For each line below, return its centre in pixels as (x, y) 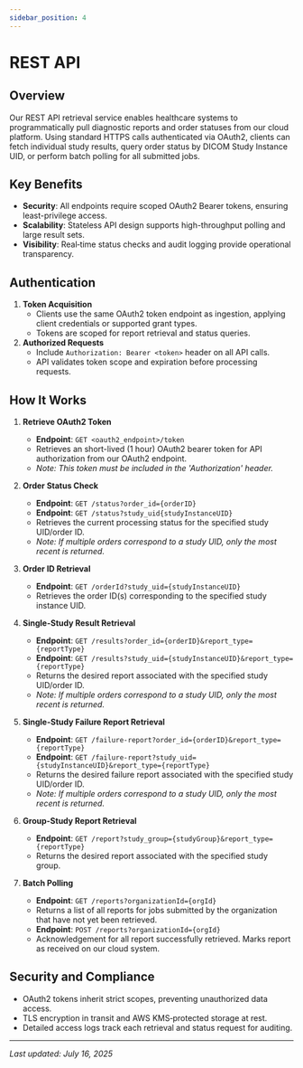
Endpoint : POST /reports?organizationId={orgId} (128, 930)
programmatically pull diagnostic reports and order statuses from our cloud (149, 127)
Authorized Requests (63, 343)
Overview (37, 96)
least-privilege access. (65, 216)
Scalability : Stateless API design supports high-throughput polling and (154, 225)
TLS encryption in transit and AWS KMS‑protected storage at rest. (145, 1017)
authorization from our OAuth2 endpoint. (111, 458)
